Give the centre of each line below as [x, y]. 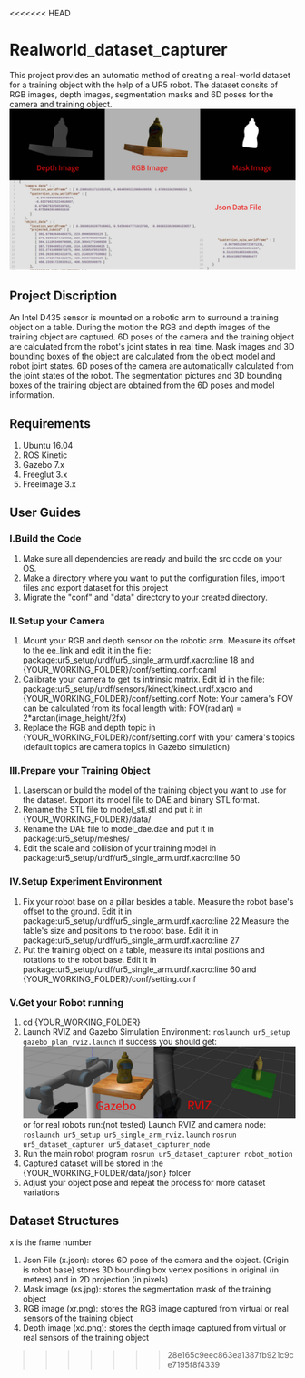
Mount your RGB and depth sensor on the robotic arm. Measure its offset [159, 641]
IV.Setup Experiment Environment [86, 882]
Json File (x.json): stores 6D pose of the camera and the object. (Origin [155, 1261]
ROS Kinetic [45, 455]
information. [32, 395]
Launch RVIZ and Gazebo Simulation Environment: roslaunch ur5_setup [156, 1031]
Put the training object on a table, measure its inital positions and [143, 949]
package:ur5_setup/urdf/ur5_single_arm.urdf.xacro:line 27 [131, 940]
